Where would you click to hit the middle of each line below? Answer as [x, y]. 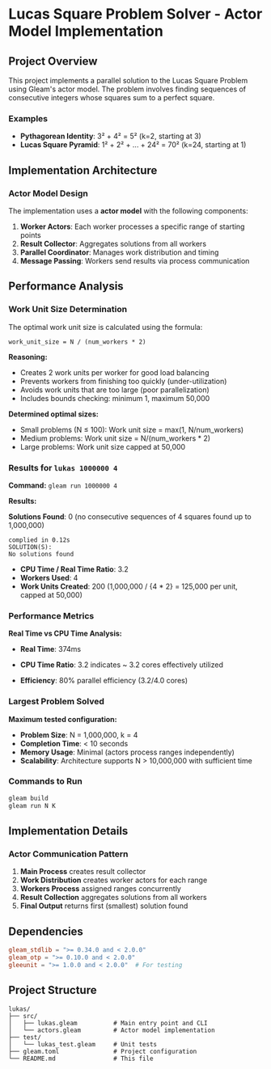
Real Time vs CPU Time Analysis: [66, 634]
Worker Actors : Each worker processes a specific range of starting [132, 226]
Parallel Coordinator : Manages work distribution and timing [119, 252]
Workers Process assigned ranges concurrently [101, 889]
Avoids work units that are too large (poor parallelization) [115, 390]
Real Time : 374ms [51, 649]
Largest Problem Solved [57, 702]
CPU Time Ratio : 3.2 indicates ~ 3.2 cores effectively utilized [122, 665]
